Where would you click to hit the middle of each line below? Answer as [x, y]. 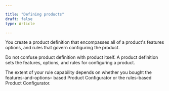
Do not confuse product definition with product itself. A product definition [82, 57]
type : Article [20, 24]
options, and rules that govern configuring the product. [62, 48]
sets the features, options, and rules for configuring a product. [70, 63]
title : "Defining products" [35, 14]
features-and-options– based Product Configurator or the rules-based [78, 78]
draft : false [19, 19]
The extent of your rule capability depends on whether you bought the [78, 72]
